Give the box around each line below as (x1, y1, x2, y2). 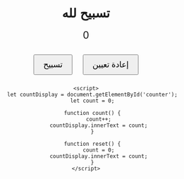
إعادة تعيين (92, 59, 129, 69)
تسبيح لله (61, 6, 111, 21)
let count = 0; (70, 97, 115, 104)
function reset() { (63, 140, 121, 147)
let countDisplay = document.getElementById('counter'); (7, 91, 178, 98)
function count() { (63, 109, 121, 116)
